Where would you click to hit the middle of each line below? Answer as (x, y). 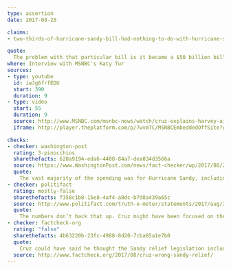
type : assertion (30, 13)
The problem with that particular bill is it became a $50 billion (112, 58)
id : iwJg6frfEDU (36, 83)
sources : (20, 70)
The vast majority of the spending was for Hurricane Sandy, (109, 178)
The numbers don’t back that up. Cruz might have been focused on (117, 217)
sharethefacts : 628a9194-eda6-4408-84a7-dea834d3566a (92, 159)
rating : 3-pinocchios (44, 153)
